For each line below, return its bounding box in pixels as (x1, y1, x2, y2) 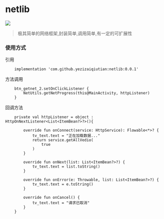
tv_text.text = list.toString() (32, 164, 100, 170)
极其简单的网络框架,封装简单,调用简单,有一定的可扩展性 (17, 30, 132, 36)
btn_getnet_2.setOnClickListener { (14, 86, 89, 91)
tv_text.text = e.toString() (32, 182, 94, 187)
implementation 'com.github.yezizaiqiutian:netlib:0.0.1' (14, 67, 139, 72)
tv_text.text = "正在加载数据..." (32, 133, 100, 138)
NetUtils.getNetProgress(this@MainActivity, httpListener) (23, 91, 150, 96)
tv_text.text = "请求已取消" (32, 200, 90, 205)
